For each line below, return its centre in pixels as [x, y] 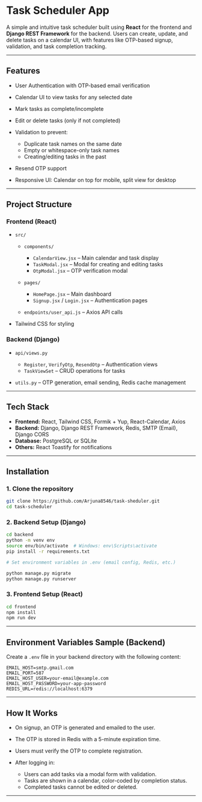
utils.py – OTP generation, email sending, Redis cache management [100, 382]
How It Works [32, 713]
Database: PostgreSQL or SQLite [56, 441]
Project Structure [39, 204]
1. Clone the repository [40, 488]
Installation [28, 471]
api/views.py [31, 353]
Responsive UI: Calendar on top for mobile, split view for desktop [95, 180]
